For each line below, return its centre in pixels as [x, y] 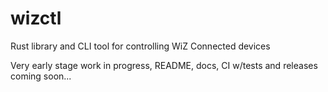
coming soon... [41, 76]
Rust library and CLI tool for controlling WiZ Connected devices [140, 46]
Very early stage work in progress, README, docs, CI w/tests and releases [164, 65]
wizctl [36, 18]
